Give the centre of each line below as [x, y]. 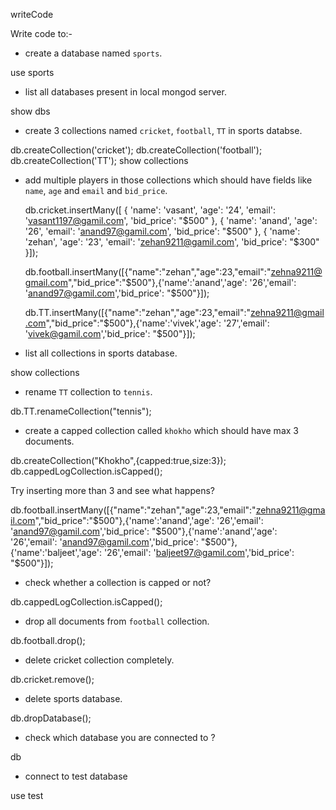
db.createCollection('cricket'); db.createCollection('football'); [136, 150]
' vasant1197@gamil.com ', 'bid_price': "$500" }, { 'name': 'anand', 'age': [171, 220]
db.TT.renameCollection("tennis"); [81, 411]
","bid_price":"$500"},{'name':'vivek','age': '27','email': [157, 323]
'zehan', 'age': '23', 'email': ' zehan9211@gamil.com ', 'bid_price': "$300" [172, 242]
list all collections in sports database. [101, 353]
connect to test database [76, 776]
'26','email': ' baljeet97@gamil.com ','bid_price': [199, 552]
